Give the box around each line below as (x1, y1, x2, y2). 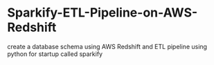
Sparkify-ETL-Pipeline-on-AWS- (7, 5, 198, 21)
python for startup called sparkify (7, 50, 102, 58)
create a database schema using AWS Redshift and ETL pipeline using (7, 42, 208, 50)
